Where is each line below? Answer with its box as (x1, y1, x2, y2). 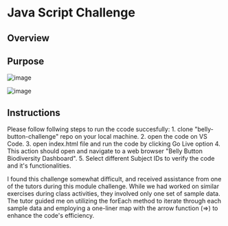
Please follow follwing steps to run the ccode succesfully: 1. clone (7, 125, 194, 133)
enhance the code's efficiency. (7, 212, 95, 220)
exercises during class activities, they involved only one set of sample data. (7, 190, 221, 198)
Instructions (7, 106, 60, 118)
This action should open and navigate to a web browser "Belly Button (7, 147, 203, 155)
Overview (7, 32, 50, 44)
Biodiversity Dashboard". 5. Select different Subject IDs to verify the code (7, 155, 215, 163)
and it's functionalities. (7, 161, 71, 170)
